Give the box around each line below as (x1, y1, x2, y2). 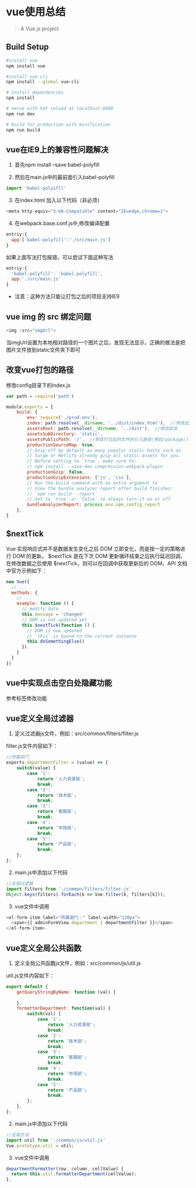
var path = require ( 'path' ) (6, 393, 75, 399)
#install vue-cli (6, 74, 48, 80)
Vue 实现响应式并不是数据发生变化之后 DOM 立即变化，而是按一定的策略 (6, 545, 181, 552)
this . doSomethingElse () (27, 638, 85, 644)
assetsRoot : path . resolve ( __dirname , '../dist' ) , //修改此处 (27, 425, 178, 432)
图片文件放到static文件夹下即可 (6, 346, 80, 353)
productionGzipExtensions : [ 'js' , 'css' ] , (27, 475, 132, 480)
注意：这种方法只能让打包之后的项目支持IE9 (14, 293, 120, 300)
